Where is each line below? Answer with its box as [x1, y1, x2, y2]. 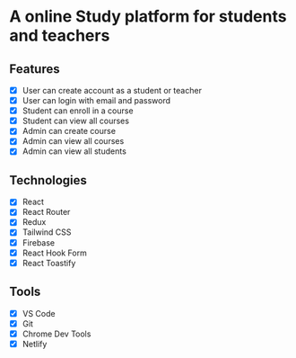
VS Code [22, 308, 56, 318]
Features [9, 61, 60, 76]
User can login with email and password [22, 95, 170, 106]
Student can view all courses [22, 115, 130, 127]
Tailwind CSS [22, 227, 72, 237]
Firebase [22, 237, 56, 248]
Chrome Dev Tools [22, 328, 91, 339]
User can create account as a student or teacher [22, 85, 202, 95]
